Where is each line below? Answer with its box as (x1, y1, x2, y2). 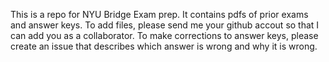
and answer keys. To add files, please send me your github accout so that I (10, 19, 320, 31)
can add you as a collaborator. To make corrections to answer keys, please (10, 30, 319, 41)
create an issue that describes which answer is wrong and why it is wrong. (10, 40, 318, 52)
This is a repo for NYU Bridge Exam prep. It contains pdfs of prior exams (10, 9, 309, 20)
